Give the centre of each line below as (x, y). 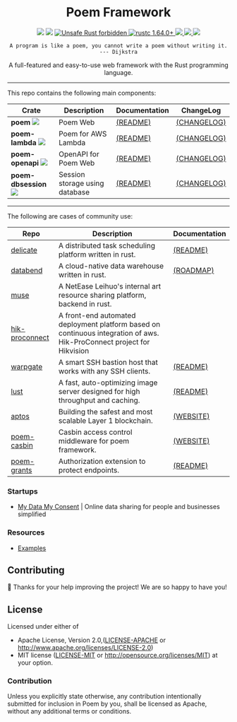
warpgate (27, 366)
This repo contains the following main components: (82, 93)
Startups (23, 491)
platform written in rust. (97, 254)
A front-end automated (97, 315)
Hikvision (74, 351)
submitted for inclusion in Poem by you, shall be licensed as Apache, (107, 704)
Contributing (36, 570)
